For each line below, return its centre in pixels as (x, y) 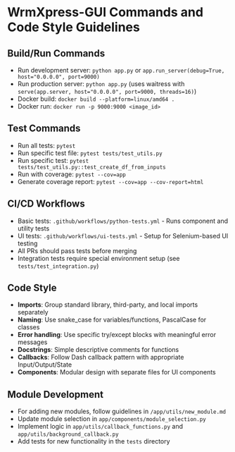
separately (33, 312)
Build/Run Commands (56, 53)
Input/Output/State (45, 365)
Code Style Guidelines (74, 27)
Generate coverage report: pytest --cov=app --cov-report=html (110, 181)
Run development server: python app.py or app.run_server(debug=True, (121, 70)
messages (32, 342)
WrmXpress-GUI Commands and (106, 12)
